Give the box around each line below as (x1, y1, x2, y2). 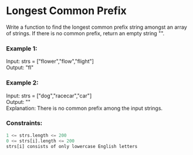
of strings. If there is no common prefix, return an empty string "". (6, 29, 165, 36)
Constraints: (6, 119, 43, 127)
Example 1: (6, 44, 38, 52)
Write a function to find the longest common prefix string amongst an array (6, 23, 188, 31)
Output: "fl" (6, 64, 34, 71)
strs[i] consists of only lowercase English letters (6, 143, 138, 149)
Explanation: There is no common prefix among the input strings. (6, 105, 163, 112)
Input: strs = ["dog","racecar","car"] (6, 92, 92, 99)
